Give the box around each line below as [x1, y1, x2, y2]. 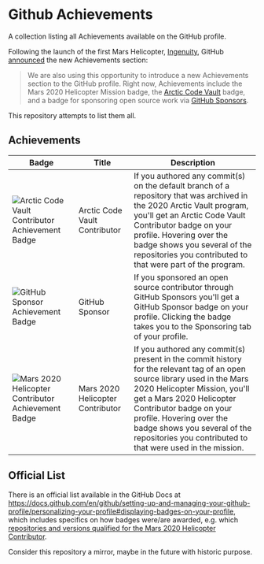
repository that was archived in [133, 190, 248, 201]
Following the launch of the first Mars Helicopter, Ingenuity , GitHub [8, 46, 224, 56]
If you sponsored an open [133, 272, 229, 283]
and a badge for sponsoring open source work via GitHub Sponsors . [27, 95, 249, 105]
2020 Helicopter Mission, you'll [133, 383, 250, 394]
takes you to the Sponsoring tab [133, 321, 251, 332]
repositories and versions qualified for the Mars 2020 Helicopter [8, 523, 216, 532]
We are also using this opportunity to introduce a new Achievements [27, 70, 249, 80]
